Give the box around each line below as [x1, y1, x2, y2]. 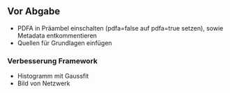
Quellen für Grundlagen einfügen [17, 38, 113, 47]
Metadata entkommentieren [17, 31, 98, 40]
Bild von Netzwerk [17, 79, 71, 87]
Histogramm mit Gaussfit [17, 72, 89, 81]
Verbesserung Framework [7, 56, 98, 65]
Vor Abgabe [7, 6, 61, 17]
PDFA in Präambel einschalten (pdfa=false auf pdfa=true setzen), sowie [17, 24, 224, 32]
